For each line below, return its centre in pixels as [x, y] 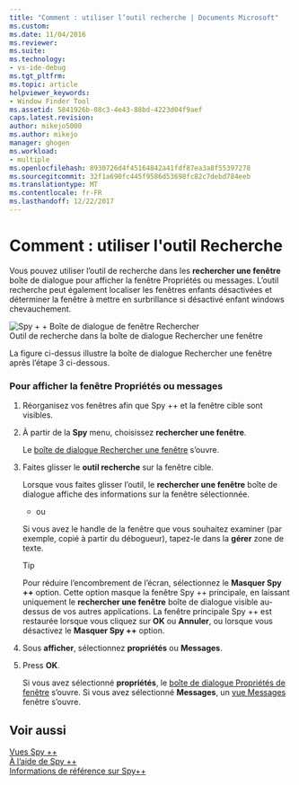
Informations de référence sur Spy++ [78, 771]
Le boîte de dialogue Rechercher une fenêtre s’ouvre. [121, 450]
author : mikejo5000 [46, 127]
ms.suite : [28, 51]
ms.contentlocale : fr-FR [56, 193]
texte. [33, 548]
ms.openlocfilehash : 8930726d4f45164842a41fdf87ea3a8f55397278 [130, 168]
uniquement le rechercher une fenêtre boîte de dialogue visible [140, 602]
